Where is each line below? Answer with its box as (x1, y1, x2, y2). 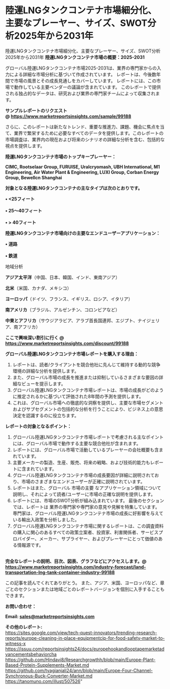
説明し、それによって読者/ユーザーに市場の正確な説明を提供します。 (12, 491, 156, 497)
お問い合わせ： (5, 603, 36, 609)
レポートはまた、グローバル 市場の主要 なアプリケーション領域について (12, 485, 161, 491)
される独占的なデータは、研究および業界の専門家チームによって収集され (5, 90, 156, 97)
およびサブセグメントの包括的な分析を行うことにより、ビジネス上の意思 (12, 406, 163, 412)
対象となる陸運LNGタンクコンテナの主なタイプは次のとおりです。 (5, 185, 143, 191)
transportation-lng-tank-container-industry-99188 (5, 569, 115, 575)
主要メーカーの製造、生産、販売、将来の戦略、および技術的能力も (12, 459, 150, 465)
